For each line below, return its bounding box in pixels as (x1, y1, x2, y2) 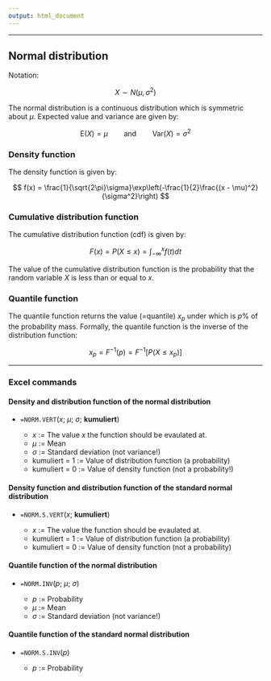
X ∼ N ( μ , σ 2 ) (115, 86, 156, 98)
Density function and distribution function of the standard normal (8, 483, 232, 492)
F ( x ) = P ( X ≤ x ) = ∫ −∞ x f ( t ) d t (90, 245, 181, 258)
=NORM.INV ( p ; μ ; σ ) (19, 578, 80, 588)
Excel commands (8, 376, 77, 388)
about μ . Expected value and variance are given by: (8, 112, 179, 122)
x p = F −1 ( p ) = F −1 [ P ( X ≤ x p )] (88, 346, 183, 359)
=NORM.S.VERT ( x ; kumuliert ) (19, 509, 110, 519)
